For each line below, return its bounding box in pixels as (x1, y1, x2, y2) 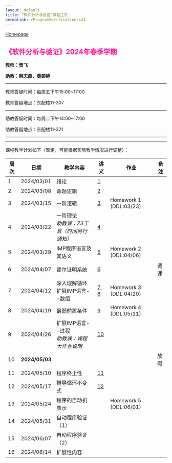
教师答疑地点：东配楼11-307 (5, 100, 64, 106)
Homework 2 (110, 245, 142, 253)
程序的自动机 (56, 397, 88, 404)
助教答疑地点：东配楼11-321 (5, 127, 63, 133)
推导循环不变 (56, 379, 88, 386)
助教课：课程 (56, 335, 88, 342)
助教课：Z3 (56, 220, 84, 227)
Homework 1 (110, 197, 142, 204)
